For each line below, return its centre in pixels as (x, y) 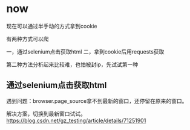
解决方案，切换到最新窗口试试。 (46, 114)
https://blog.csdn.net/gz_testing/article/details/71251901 (76, 120)
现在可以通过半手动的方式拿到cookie (52, 26)
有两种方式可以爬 (28, 39)
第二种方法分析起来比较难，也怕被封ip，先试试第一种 (72, 64)
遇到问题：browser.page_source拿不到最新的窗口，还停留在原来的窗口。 (97, 101)
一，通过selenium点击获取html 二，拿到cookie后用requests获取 (85, 51)
